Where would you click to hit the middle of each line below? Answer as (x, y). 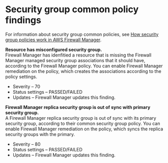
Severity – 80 (26, 144)
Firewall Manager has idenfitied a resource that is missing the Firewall (78, 55)
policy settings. (21, 76)
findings (23, 20)
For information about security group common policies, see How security (82, 34)
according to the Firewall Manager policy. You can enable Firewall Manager (84, 66)
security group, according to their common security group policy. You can (83, 123)
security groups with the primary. (40, 134)
